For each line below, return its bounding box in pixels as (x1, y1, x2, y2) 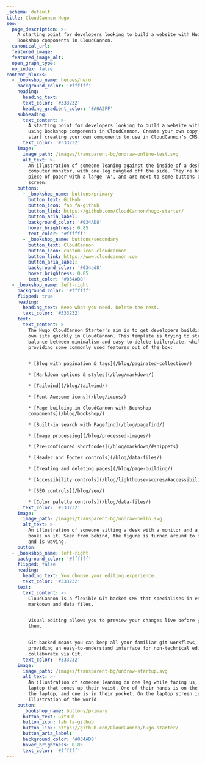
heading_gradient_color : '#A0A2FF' (22, 105, 113, 112)
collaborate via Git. (28, 651, 84, 657)
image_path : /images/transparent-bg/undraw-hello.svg (22, 516, 163, 522)
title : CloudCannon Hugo (6, 15, 70, 21)
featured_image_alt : (12, 54, 64, 61)
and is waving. (28, 539, 67, 545)
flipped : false (17, 561, 56, 567)
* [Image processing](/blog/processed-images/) (28, 432, 151, 439)
